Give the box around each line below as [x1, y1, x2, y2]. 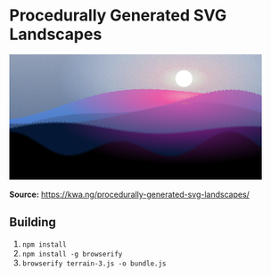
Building [9, 215, 56, 230]
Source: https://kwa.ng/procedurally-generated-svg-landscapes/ [9, 189, 250, 200]
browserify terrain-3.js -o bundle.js [21, 259, 167, 268]
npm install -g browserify [21, 249, 123, 258]
